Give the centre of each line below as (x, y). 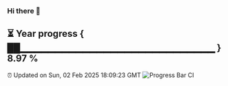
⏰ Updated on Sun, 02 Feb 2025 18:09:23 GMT (74, 75)
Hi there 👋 (24, 11)
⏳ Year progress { (46, 34)
